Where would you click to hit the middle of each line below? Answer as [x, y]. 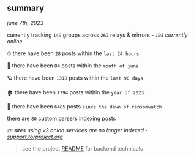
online [15, 41]
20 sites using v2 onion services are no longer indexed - [77, 130]
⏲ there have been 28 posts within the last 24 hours [73, 53]
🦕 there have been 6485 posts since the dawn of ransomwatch [84, 106]
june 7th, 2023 [25, 23]
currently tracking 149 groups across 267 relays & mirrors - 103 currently [98, 35]
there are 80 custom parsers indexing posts [62, 118]
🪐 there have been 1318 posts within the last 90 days [75, 78]
